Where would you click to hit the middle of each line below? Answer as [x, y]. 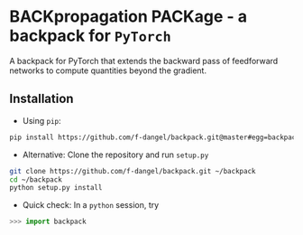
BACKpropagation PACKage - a [129, 17]
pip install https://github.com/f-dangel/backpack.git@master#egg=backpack [155, 137]
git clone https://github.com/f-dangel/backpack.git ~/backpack [133, 171]
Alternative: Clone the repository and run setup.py [115, 155]
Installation [41, 99]
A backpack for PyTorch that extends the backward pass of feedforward [144, 61]
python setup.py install [56, 188]
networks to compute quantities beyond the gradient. [108, 70]
